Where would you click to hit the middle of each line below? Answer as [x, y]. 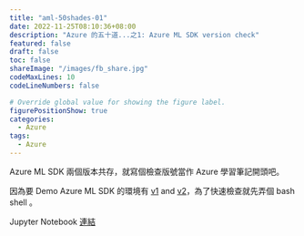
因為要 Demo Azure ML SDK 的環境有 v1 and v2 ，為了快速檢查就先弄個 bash [152, 190]
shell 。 [24, 202]
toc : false [30, 60]
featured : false [40, 43]
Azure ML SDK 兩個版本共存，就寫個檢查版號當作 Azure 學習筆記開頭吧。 [147, 171]
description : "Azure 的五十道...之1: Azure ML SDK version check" [134, 35]
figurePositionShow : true [58, 110]
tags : [20, 136]
